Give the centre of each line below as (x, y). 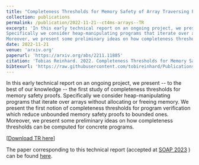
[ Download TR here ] (31, 138)
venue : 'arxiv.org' (30, 50)
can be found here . (29, 156)
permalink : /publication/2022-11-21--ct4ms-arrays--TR (75, 22)
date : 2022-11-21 (28, 45)
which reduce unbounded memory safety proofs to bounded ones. (87, 114)
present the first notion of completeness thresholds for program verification (98, 108)
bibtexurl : (20, 66)
